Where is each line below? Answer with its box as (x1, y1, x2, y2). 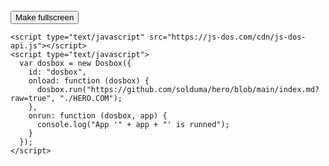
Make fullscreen (15, 12, 75, 23)
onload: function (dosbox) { (28, 76, 150, 86)
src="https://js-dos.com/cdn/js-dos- (148, 32, 307, 42)
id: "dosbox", (28, 67, 87, 77)
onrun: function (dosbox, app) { (28, 111, 168, 121)
